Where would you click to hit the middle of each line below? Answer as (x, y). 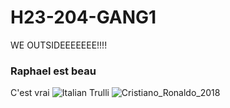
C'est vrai (30, 93)
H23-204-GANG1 (83, 17)
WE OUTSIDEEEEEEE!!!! (59, 45)
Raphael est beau (53, 71)
